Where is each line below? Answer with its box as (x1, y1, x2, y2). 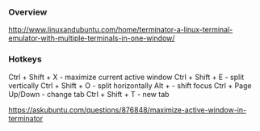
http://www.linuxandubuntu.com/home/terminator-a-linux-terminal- (8, 25, 233, 35)
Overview (8, 6, 48, 18)
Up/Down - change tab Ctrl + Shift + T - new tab (8, 89, 170, 99)
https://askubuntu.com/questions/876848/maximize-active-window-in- (8, 104, 247, 115)
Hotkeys (8, 53, 42, 65)
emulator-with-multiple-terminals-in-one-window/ (8, 33, 175, 43)
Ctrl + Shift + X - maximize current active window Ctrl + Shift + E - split (8, 72, 245, 82)
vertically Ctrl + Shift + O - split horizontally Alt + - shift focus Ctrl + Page (8, 80, 252, 91)
